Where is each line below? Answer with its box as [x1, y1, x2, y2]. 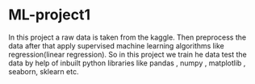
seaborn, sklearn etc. [8, 66, 79, 76]
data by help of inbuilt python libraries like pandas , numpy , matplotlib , [8, 58, 246, 68]
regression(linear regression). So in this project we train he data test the [8, 49, 248, 59]
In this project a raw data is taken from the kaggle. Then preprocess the [8, 32, 247, 42]
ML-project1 [8, 6, 91, 24]
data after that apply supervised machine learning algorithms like [8, 40, 224, 50]
